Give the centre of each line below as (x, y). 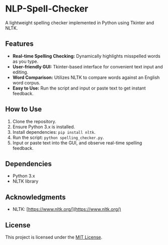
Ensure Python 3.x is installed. (44, 127)
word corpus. (26, 83)
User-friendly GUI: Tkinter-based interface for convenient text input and (88, 66)
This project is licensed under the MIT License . (54, 237)
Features (19, 44)
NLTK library (25, 181)
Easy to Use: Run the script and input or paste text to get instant (79, 88)
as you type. (25, 61)
